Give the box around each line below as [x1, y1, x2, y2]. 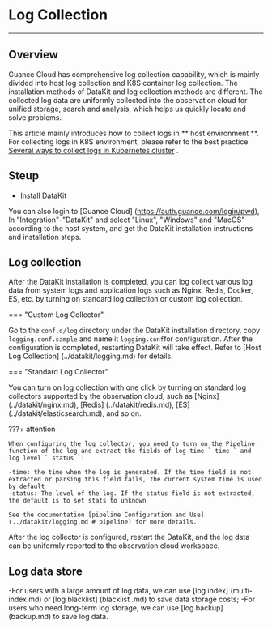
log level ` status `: [8, 454, 85, 463]
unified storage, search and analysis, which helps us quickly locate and [8, 104, 247, 113]
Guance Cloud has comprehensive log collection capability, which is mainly [8, 69, 260, 79]
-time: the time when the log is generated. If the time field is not [8, 469, 252, 477]
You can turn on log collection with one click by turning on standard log [8, 383, 247, 392]
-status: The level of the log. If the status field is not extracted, [8, 490, 255, 498]
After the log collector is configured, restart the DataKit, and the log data [8, 533, 250, 542]
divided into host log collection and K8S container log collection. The [8, 78, 239, 88]
